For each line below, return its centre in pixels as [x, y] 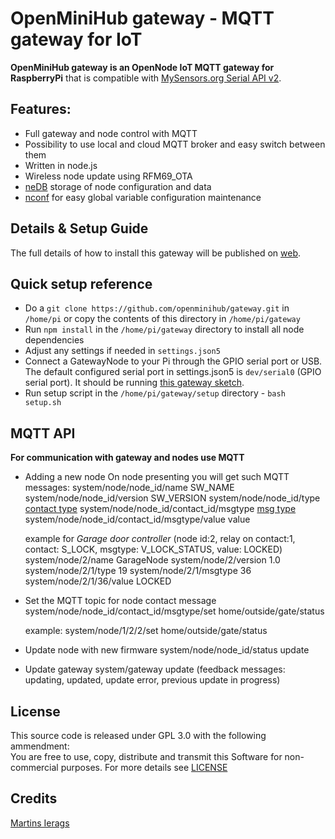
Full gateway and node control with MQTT [111, 133]
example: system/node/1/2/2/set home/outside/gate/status [146, 631]
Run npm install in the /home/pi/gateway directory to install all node [164, 329]
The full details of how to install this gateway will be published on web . [156, 253]
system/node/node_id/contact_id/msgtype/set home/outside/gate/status [174, 611]
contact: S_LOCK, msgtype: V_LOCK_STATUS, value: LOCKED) [153, 549]
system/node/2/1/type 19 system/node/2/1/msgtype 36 [138, 571]
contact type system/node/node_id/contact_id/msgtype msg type [160, 509]
